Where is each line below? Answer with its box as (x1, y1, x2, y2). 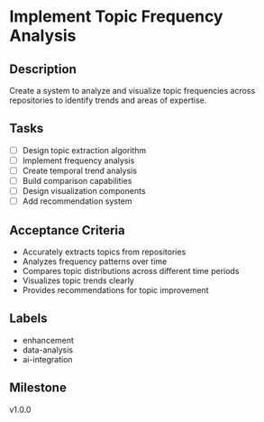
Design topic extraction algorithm (22, 144, 147, 155)
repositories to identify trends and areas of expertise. (9, 95, 207, 105)
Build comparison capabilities (22, 176, 132, 186)
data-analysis (22, 344, 74, 355)
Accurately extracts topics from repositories (22, 246, 187, 257)
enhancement (22, 335, 75, 345)
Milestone (9, 381, 68, 396)
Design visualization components (22, 186, 146, 197)
